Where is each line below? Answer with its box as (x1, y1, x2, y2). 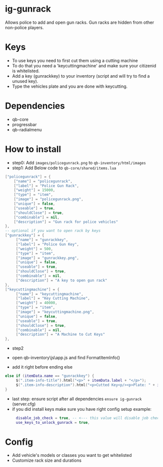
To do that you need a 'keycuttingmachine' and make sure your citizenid (12, 63, 157, 68)
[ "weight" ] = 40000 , (16, 301, 57, 306)
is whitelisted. (12, 68, 40, 74)
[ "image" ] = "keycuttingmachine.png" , (16, 309, 95, 314)
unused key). (12, 78, 38, 84)
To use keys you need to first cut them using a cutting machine (12, 57, 138, 64)
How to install (5, 144, 62, 155)
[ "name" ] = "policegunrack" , (14, 178, 73, 184)
